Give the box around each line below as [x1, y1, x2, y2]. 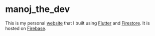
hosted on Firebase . [5, 25, 47, 31]
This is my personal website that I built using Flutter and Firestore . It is [5, 20, 150, 26]
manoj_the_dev [5, 3, 70, 15]
